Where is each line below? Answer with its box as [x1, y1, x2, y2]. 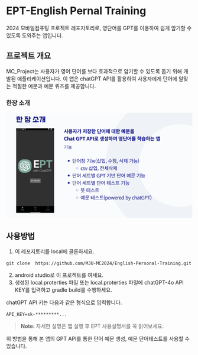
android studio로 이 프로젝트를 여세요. [14, 272, 104, 279]
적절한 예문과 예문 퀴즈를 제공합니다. [12, 82, 96, 89]
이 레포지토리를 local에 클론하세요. [14, 248, 95, 255]
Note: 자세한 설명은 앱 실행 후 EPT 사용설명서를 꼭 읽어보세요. [20, 322, 164, 330]
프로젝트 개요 [6, 51, 51, 61]
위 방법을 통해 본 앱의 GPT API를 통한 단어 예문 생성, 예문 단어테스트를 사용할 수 [6, 335, 190, 343]
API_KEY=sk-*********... [6, 312, 67, 318]
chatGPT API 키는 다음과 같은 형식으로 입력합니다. [6, 299, 122, 306]
